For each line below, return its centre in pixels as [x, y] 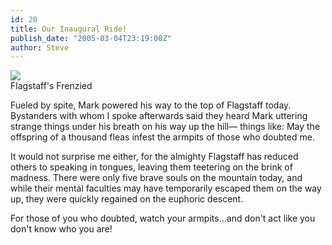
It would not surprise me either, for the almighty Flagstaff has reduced [154, 157]
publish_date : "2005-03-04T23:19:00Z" [91, 38]
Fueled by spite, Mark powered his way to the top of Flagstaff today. [151, 105]
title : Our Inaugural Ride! [69, 29]
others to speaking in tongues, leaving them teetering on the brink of [151, 167]
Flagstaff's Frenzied [51, 86]
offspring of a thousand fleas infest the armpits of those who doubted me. [162, 137]
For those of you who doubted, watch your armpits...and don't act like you [163, 218]
